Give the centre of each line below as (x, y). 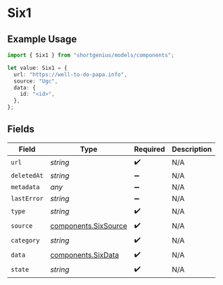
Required (149, 149)
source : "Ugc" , (36, 81)
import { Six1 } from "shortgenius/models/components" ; (91, 55)
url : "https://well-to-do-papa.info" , (71, 74)
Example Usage (42, 39)
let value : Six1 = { (38, 68)
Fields (21, 129)
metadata (25, 187)
